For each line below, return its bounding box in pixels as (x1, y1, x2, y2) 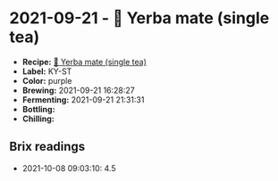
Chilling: (21, 113, 55, 124)
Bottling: (21, 103, 55, 114)
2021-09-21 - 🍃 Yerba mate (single (9, 8, 270, 29)
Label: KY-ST (21, 66, 72, 77)
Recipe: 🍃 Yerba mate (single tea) (21, 56, 147, 67)
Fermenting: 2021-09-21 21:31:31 (21, 94, 145, 105)
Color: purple (21, 75, 72, 86)
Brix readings (9, 139, 86, 154)
